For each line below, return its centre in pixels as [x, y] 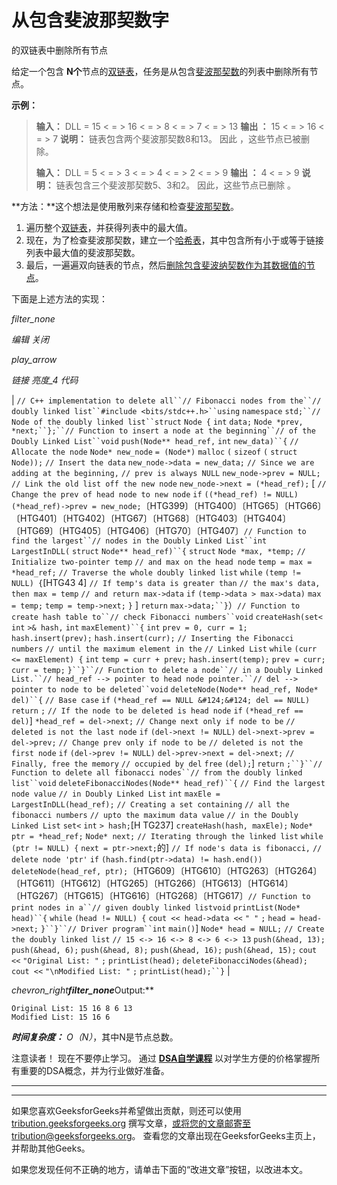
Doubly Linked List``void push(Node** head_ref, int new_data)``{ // [155, 441]
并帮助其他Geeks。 [51, 1148]
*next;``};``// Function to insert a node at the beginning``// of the [163, 431]
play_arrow [34, 359]
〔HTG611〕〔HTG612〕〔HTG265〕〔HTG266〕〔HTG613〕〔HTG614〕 [152, 883]
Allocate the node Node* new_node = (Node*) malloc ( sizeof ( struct [154, 452]
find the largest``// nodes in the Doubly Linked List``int [139, 541]
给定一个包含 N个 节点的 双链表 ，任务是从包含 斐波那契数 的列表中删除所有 [160, 71]
